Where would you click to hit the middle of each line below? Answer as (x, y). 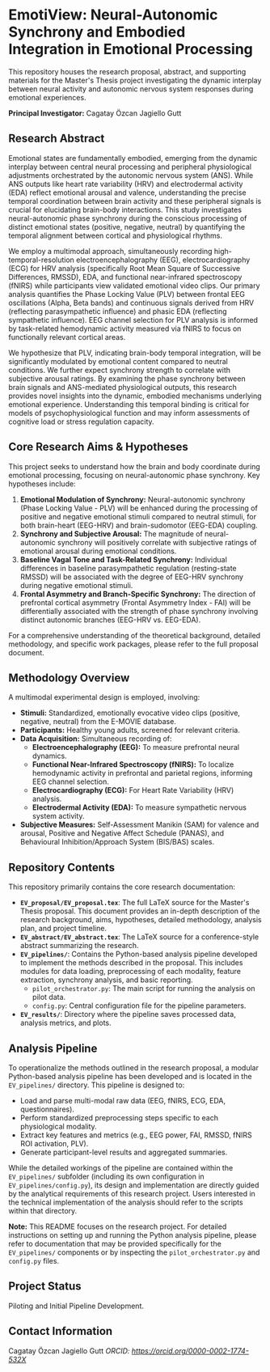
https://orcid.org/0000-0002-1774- (190, 1351)
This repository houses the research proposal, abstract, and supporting (127, 71)
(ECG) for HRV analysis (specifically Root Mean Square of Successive (124, 268)
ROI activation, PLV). (54, 1143)
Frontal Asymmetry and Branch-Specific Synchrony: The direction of (138, 594)
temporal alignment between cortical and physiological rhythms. (116, 235)
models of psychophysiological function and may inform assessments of (129, 413)
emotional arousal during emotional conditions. (98, 551)
